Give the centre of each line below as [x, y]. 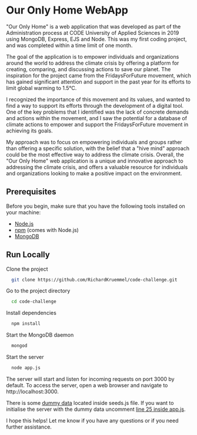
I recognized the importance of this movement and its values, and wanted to [98, 99]
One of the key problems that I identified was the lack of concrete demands [98, 112]
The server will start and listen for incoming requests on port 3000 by [90, 379]
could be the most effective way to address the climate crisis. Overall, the [95, 154]
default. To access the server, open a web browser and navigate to [87, 385]
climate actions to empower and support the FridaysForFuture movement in [97, 124]
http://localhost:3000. [32, 391]
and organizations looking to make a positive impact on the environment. [94, 173]
